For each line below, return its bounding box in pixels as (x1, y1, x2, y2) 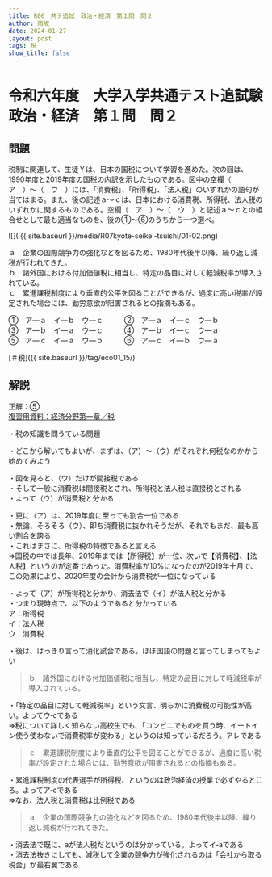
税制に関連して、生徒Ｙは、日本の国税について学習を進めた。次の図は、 (8, 165, 249, 174)
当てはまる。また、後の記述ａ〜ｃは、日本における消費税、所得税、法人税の (8, 195, 263, 204)
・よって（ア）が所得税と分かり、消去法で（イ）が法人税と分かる (8, 588, 228, 598)
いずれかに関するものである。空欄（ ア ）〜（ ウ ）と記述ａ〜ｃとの (8, 205, 256, 214)
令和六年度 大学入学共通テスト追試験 (8, 86, 264, 105)
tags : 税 (8, 42, 36, 50)
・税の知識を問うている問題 (8, 429, 101, 438)
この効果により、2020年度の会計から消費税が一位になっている (8, 571, 216, 581)
